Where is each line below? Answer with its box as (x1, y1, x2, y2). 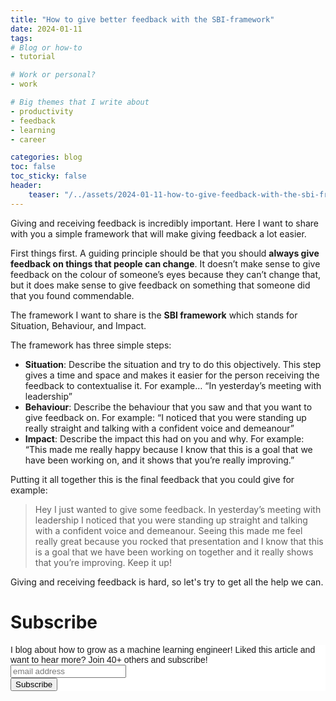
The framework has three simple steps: (10, 339, 172, 351)
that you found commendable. (10, 289, 135, 301)
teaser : (28, 189, 60, 200)
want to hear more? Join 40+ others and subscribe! (10, 654, 208, 665)
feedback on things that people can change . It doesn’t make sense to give (10, 257, 321, 270)
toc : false (10, 162, 56, 172)
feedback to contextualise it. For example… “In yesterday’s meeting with (24, 379, 322, 391)
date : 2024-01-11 (10, 24, 83, 34)
